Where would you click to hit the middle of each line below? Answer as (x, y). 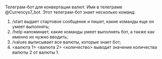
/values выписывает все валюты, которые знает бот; (66, 42)
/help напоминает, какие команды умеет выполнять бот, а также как (83, 32)
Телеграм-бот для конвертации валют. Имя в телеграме (64, 7)
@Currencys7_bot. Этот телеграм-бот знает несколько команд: (70, 12)
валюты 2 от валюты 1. (35, 52)
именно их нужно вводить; (40, 37)
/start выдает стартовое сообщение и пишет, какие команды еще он (83, 22)
